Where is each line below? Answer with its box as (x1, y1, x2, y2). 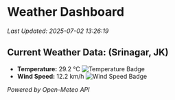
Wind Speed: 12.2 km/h (16, 72, 84, 80)
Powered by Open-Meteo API (7, 85, 91, 93)
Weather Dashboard (7, 4, 125, 20)
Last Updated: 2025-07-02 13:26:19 (7, 27, 109, 35)
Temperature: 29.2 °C (16, 64, 80, 73)
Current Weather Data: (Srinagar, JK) (7, 47, 170, 58)
